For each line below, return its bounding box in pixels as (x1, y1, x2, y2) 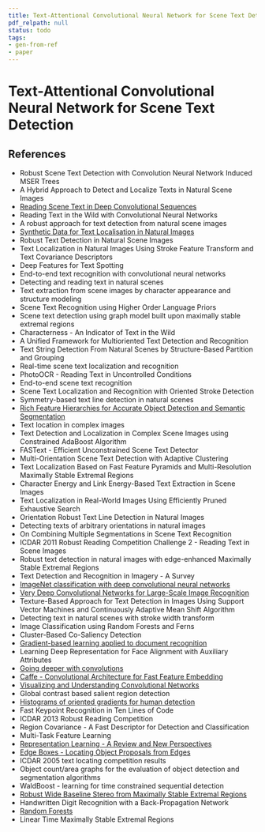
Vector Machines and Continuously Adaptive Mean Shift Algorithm (19, 605, 235, 614)
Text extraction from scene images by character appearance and (19, 286, 231, 295)
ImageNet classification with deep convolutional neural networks (19, 580, 230, 589)
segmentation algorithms (19, 773, 101, 782)
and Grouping (19, 353, 65, 362)
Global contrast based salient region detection (19, 689, 170, 698)
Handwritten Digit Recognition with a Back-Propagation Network (19, 798, 229, 807)
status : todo (8, 26, 51, 34)
